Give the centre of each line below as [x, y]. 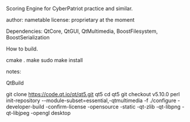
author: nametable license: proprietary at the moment [70, 20]
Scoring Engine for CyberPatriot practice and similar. [70, 9]
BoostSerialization [28, 37]
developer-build [25, 107]
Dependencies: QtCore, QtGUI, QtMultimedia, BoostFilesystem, [82, 31]
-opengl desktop [51, 113]
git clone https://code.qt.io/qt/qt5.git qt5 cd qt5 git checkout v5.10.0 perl [93, 94]
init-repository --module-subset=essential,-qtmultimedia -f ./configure [91, 100]
